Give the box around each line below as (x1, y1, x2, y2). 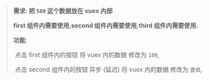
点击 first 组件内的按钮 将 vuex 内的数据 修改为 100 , (14, 51, 160, 59)
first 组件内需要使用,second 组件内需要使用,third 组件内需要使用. (12, 21, 199, 30)
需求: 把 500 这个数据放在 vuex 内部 (12, 7, 113, 14)
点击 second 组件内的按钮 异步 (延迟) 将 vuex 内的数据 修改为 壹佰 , (14, 66, 203, 73)
